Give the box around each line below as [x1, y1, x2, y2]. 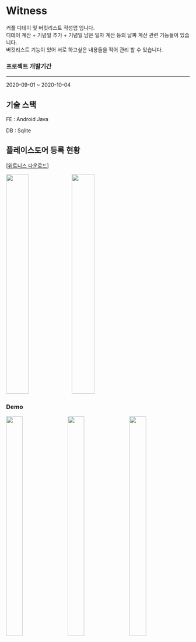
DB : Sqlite [6, 127, 32, 134]
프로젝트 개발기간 [6, 62, 52, 70]
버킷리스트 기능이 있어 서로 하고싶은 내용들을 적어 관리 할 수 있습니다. [6, 46, 163, 53]
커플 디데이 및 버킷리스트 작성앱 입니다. [6, 24, 95, 31]
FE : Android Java [6, 116, 48, 123]
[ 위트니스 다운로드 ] [6, 162, 50, 169]
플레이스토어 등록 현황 [6, 145, 80, 156]
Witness [6, 4, 48, 18]
